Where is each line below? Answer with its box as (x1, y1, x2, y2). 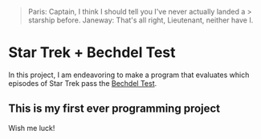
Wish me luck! (8, 123, 55, 133)
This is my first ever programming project (8, 102, 221, 116)
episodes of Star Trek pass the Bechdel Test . (8, 78, 157, 88)
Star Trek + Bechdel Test (8, 43, 176, 62)
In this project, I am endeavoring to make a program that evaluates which (8, 70, 250, 80)
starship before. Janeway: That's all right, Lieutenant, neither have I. (27, 15, 254, 25)
